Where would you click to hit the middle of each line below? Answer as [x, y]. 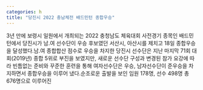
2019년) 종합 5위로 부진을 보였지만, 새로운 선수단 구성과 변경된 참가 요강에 [101, 58]
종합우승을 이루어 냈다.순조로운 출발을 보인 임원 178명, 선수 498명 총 [108, 73]
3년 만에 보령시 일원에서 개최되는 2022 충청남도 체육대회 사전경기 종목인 [92, 35]
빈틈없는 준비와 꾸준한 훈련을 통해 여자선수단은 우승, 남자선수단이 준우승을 [100, 66]
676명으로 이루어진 [29, 81]
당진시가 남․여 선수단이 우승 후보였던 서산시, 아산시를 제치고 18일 [98, 43]
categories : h [24, 12]
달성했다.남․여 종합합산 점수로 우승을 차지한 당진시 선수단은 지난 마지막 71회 [101, 50]
